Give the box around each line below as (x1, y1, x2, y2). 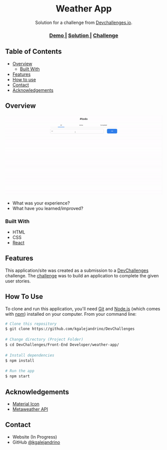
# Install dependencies (5, 353, 55, 358)
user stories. (5, 278, 31, 284)
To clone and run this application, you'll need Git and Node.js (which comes (5, 305, 161, 312)
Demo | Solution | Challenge (49, 32, 119, 39)
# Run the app (5, 369, 35, 374)
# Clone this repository (5, 321, 57, 326)
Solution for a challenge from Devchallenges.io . (35, 19, 133, 25)
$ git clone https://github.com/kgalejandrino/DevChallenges (5, 326, 135, 332)
